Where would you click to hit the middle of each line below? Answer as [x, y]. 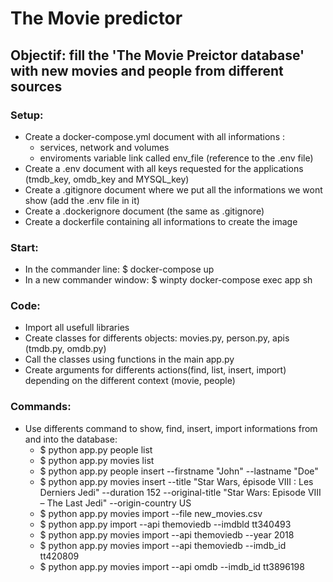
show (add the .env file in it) [82, 200]
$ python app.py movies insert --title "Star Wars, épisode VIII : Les [176, 481]
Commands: [41, 407]
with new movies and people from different [147, 70]
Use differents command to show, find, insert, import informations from [171, 428]
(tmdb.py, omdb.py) [65, 349]
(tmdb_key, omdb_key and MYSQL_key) [107, 179]
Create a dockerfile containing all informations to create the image [161, 221]
